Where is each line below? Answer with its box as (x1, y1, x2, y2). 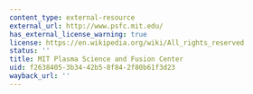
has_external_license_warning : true (9, 30, 147, 38)
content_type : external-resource (9, 13, 136, 22)
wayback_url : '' (9, 72, 70, 81)
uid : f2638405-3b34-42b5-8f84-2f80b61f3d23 (9, 64, 176, 73)
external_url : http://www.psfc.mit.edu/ (9, 21, 164, 30)
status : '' (9, 47, 51, 56)
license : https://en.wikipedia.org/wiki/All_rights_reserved (9, 38, 245, 47)
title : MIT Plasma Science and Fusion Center (9, 55, 183, 64)
